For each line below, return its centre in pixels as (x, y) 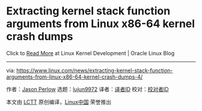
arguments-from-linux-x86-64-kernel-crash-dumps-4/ (75, 77)
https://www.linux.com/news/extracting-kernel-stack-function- (95, 70)
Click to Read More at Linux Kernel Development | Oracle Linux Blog (90, 53)
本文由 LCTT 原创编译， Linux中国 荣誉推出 (59, 102)
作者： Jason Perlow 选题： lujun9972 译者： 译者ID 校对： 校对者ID (88, 89)
